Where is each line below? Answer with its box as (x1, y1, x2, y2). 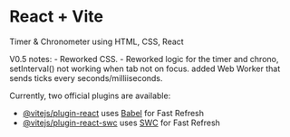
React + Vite (9, 6, 104, 27)
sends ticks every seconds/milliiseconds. (9, 72, 163, 83)
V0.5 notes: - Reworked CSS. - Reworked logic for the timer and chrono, (9, 53, 279, 64)
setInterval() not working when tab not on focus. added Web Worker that (9, 63, 281, 74)
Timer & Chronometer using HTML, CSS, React (9, 36, 184, 47)
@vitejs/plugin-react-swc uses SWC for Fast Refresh (22, 117, 220, 128)
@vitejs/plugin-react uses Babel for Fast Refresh (22, 107, 205, 118)
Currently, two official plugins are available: (9, 90, 171, 101)
